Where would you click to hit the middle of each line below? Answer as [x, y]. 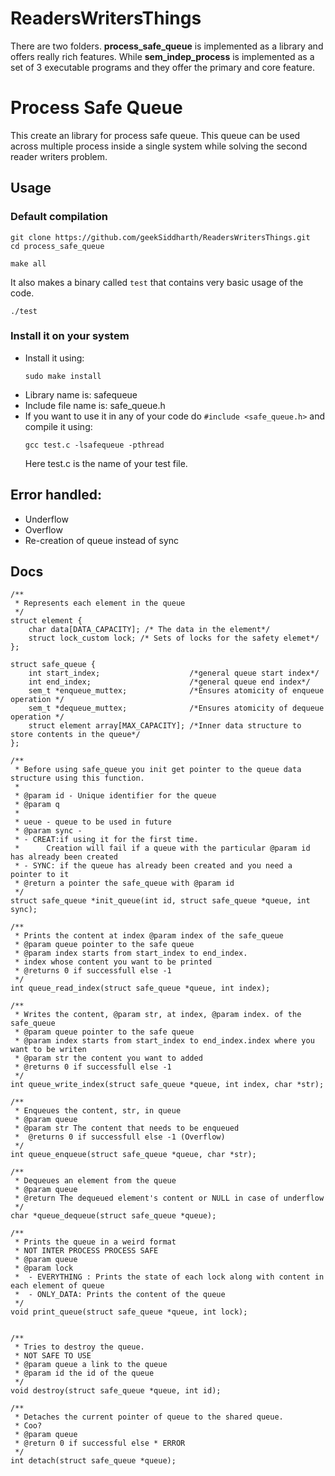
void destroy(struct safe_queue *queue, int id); [116, 1391]
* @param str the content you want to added [108, 1058]
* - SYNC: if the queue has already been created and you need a [153, 866]
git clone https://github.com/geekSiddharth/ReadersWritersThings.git [160, 237]
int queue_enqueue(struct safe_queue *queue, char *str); [133, 1155]
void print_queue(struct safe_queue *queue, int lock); [129, 1312]
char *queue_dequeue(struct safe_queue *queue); [113, 1216]
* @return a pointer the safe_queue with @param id [124, 883]
